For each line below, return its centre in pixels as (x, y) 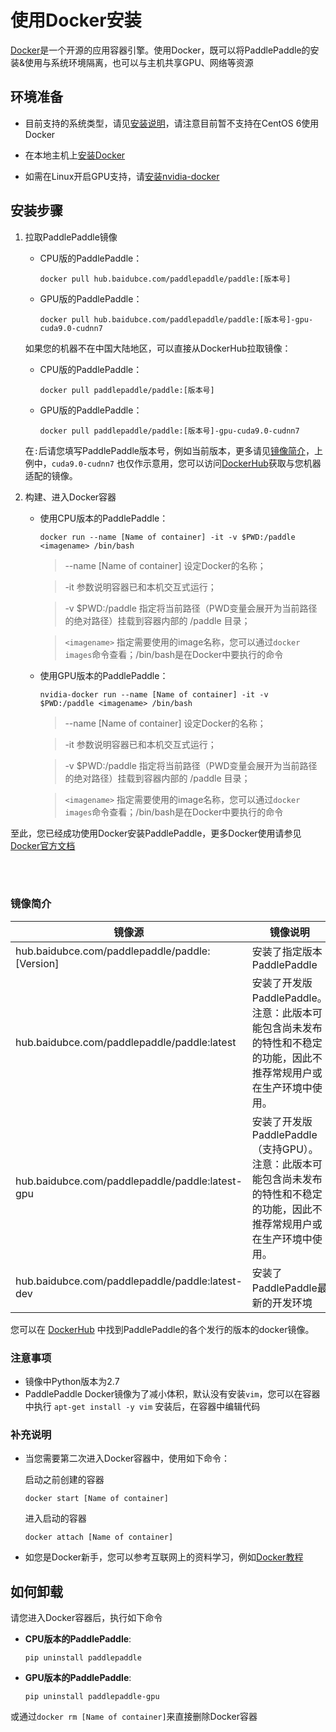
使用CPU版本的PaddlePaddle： (104, 518)
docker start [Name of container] (96, 1499)
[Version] (37, 963)
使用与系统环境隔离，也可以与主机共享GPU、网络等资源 (139, 62)
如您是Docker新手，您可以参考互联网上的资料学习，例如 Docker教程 (164, 1557)
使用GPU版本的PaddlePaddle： (104, 675)
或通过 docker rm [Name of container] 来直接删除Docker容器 (134, 1717)
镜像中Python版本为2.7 (72, 1382)
